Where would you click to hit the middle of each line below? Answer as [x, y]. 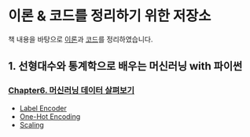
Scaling [32, 124]
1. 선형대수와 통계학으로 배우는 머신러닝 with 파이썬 [125, 66]
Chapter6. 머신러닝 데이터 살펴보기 [72, 91]
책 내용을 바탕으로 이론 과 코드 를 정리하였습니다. [81, 39]
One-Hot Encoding [50, 116]
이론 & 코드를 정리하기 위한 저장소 [110, 16]
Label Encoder [43, 108]
